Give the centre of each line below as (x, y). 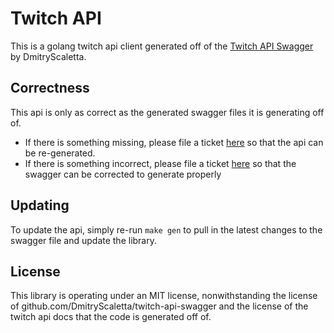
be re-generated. (60, 153)
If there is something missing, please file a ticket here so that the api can (174, 142)
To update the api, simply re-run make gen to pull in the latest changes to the (166, 229)
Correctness (50, 88)
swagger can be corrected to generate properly (123, 174)
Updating (40, 205)
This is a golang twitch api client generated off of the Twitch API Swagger (162, 46)
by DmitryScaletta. (48, 56)
